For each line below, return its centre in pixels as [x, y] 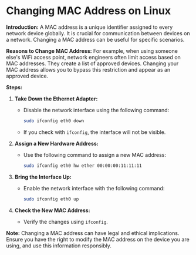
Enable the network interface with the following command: [94, 188]
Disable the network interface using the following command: [96, 110]
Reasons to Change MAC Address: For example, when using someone [92, 51]
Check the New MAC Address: [52, 210]
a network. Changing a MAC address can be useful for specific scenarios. [95, 39]
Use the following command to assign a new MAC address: [94, 155]
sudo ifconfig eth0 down [54, 121]
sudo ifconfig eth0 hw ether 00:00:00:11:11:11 [82, 166]
